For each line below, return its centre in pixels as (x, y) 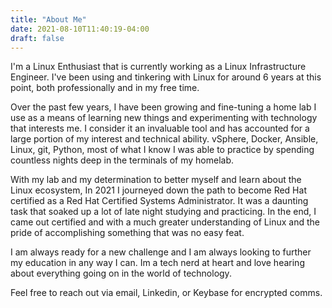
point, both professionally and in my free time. (105, 88)
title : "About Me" (48, 19)
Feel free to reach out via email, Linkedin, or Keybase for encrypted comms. (166, 293)
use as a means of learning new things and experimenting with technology (164, 118)
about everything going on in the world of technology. (121, 273)
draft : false (37, 38)
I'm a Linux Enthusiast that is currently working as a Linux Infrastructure (158, 67)
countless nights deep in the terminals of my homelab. (122, 160)
